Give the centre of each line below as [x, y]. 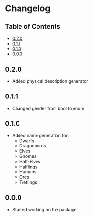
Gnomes [28, 156]
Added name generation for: [40, 136]
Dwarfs [27, 141]
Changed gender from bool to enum [48, 108]
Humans [28, 172]
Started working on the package [44, 210]
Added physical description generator [50, 81]
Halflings [28, 167]
